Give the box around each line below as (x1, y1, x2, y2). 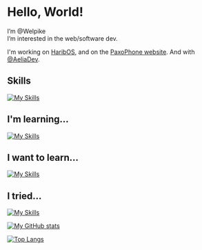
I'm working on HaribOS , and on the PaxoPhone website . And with (7, 48, 195, 56)
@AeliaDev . (7, 55, 40, 63)
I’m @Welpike (7, 27, 46, 35)
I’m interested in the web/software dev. (7, 34, 119, 42)
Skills (7, 75, 31, 87)
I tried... (7, 190, 42, 202)
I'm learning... (7, 113, 69, 125)
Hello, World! (7, 4, 84, 20)
